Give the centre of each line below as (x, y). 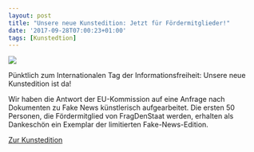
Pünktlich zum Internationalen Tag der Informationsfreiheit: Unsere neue (127, 76)
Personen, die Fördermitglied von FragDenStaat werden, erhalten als (121, 116)
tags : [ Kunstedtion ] (43, 38)
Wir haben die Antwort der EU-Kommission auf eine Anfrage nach (117, 99)
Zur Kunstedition (36, 140)
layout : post (30, 16)
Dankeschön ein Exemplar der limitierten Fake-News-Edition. (109, 125)
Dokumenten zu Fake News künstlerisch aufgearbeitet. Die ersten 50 (122, 107)
